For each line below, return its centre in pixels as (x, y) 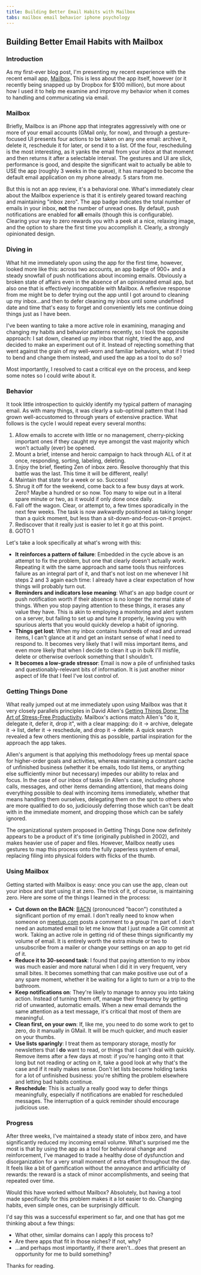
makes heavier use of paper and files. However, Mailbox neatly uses (91, 843)
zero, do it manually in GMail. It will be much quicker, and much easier (101, 1031)
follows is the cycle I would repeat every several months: (76, 423)
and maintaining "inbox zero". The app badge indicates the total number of (98, 202)
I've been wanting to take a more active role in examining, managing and (96, 325)
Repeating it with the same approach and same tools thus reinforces (99, 567)
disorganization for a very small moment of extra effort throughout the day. (99, 1161)
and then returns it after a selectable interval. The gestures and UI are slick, (100, 158)
